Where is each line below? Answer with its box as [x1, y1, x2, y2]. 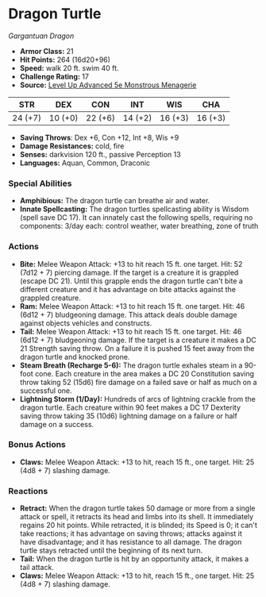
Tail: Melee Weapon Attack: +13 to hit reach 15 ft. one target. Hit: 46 [19, 326, 242, 336]
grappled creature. [19, 293, 82, 302]
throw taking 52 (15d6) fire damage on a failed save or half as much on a [19, 377, 257, 387]
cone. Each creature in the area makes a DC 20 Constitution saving [34, 368, 255, 378]
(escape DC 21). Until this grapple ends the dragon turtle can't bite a [19, 275, 244, 286]
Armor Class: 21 [19, 46, 74, 56]
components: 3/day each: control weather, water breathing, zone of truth [19, 221, 259, 231]
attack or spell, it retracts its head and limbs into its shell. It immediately [19, 512, 254, 522]
